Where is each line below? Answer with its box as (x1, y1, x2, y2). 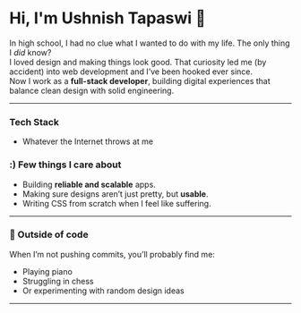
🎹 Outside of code (9, 228, 89, 241)
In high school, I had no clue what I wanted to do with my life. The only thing (9, 38, 290, 48)
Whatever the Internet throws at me (21, 136, 154, 147)
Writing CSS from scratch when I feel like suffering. (21, 198, 212, 208)
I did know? (9, 47, 52, 57)
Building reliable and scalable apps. (21, 179, 157, 190)
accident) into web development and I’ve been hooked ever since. (9, 66, 254, 77)
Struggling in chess (21, 275, 94, 286)
